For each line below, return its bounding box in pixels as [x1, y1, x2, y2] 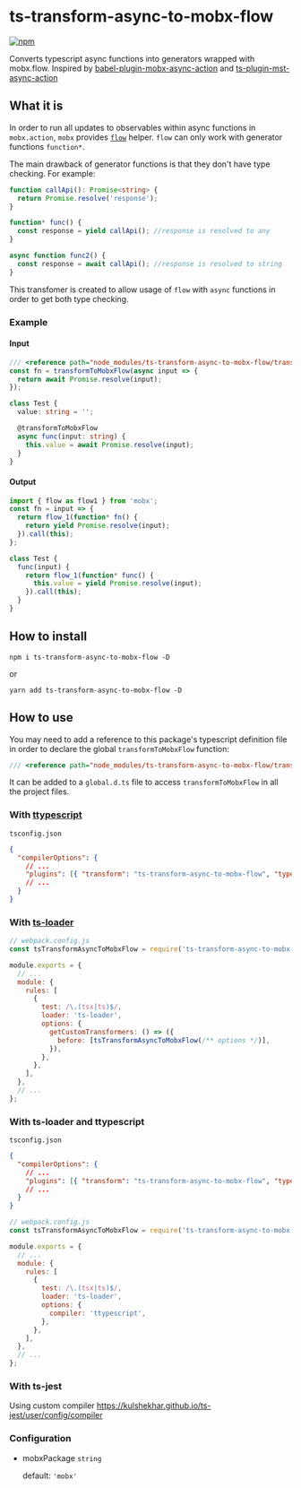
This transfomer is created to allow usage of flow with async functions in [9, 284, 276, 295]
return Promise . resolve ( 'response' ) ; [17, 194, 159, 203]
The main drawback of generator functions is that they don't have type [9, 159, 271, 169]
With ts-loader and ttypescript [9, 1115, 145, 1128]
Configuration [9, 1432, 72, 1445]
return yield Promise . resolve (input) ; [25, 522, 170, 531]
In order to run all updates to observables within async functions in [9, 122, 256, 133]
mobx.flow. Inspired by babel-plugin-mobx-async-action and [9, 63, 235, 74]
